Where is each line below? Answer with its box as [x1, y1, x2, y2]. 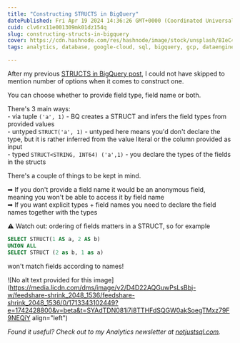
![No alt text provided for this [7, 275, 92, 284]
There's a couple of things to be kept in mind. [7, 172, 141, 180]
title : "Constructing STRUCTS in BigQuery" [7, 10, 139, 18]
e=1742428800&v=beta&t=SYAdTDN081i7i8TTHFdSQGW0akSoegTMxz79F [7, 306, 230, 314]
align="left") [31, 313, 68, 322]
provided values [7, 120, 55, 128]
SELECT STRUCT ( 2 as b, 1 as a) [7, 249, 104, 256]
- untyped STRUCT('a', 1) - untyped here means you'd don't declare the [7, 128, 221, 135]
